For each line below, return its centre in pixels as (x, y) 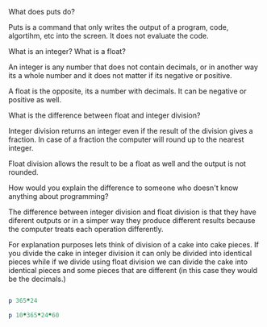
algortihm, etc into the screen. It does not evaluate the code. (108, 36)
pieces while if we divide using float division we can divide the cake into (128, 262)
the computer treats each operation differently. (86, 229)
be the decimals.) (37, 279)
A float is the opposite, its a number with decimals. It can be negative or (127, 91)
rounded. (23, 172)
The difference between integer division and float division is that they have (132, 212)
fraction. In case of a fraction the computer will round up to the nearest (126, 139)
